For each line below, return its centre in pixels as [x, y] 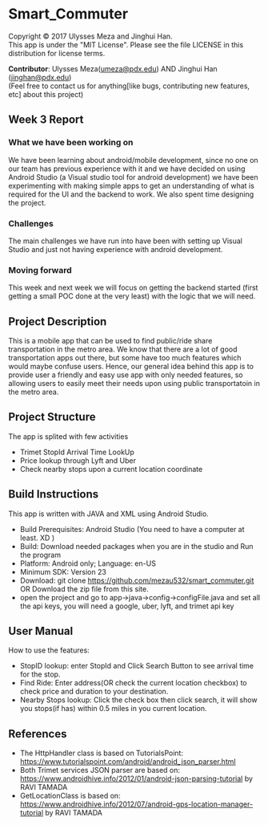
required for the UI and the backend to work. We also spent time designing [131, 194]
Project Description [58, 321]
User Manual [41, 631]
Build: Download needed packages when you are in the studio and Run [136, 546]
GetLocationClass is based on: [70, 796]
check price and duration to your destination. [94, 692]
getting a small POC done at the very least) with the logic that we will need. [132, 296]
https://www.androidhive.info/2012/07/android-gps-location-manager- [136, 804]
